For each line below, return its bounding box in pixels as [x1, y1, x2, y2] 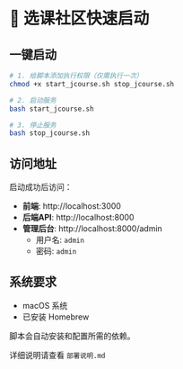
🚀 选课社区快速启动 [9, 8, 150, 29]
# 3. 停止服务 [9, 121, 57, 130]
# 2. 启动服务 [9, 95, 57, 104]
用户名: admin [35, 235, 85, 246]
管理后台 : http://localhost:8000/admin [22, 223, 163, 234]
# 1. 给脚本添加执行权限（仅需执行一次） [9, 71, 144, 80]
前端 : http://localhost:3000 [22, 201, 121, 211]
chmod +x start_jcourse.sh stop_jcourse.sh [9, 79, 175, 88]
